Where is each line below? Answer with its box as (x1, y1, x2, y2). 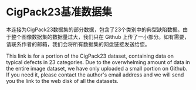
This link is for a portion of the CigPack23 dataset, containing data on (6, 52, 174, 59)
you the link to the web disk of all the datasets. (6, 77, 119, 84)
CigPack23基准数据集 (6, 5, 113, 19)
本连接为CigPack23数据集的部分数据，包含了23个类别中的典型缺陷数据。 (6, 26, 183, 33)
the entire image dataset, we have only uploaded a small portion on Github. (6, 65, 188, 72)
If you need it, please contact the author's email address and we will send (6, 71, 184, 78)
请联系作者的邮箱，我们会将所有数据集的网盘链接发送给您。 (6, 41, 150, 48)
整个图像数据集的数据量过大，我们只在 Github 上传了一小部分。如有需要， (11, 33, 190, 40)
